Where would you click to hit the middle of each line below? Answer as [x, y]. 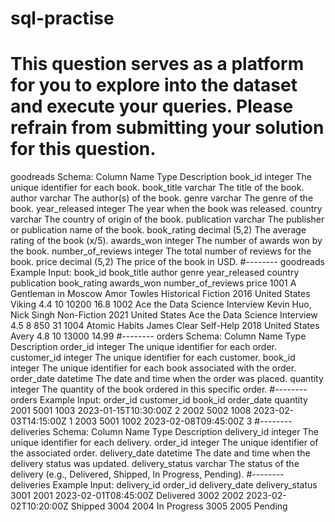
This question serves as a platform [157, 64]
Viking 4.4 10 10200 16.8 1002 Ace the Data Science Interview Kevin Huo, [161, 304]
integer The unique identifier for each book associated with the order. [153, 368]
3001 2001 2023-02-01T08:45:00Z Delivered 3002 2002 [127, 496]
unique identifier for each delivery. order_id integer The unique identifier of [164, 443]
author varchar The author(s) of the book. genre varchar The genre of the [162, 198]
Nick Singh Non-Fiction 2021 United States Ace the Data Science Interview [164, 315]
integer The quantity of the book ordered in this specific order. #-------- [159, 389]
